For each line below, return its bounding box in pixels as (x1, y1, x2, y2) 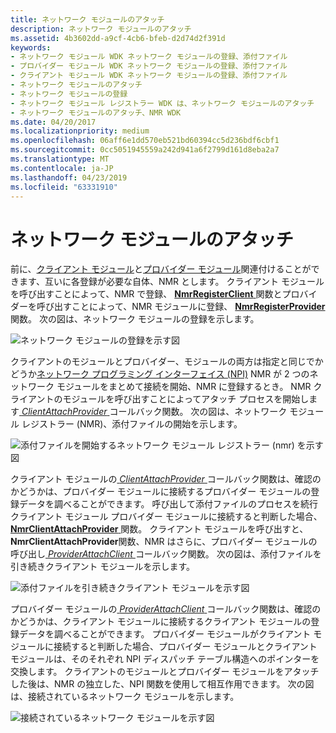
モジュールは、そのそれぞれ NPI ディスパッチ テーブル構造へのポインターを (10, 653, 320, 665)
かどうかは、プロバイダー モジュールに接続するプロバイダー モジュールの (10, 486, 312, 498)
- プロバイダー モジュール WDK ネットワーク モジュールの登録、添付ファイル (10, 61, 288, 71)
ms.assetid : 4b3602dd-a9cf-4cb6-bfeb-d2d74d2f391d (10, 33, 226, 43)
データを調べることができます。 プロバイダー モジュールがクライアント (18, 628, 312, 640)
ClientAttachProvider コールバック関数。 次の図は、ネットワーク (21, 406, 288, 418)
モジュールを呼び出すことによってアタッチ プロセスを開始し (62, 393, 310, 405)
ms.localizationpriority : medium (10, 126, 150, 136)
